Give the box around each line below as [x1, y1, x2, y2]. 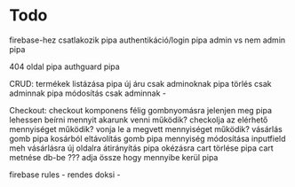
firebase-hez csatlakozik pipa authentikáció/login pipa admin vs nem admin [9, 35, 286, 45]
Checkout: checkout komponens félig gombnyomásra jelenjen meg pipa [9, 105, 273, 115]
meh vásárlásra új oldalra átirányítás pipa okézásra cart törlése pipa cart [9, 143, 274, 153]
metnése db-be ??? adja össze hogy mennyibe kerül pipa [9, 152, 219, 162]
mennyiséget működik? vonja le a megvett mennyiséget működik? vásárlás [9, 123, 283, 134]
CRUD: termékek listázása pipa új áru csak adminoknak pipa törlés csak [9, 78, 272, 89]
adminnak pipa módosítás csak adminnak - [9, 88, 167, 98]
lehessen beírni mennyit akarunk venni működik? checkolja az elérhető [9, 114, 268, 125]
